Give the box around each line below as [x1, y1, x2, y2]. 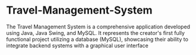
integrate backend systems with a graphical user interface [6, 42, 148, 49]
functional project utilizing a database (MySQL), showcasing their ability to [6, 35, 189, 43]
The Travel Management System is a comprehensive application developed [6, 23, 191, 30]
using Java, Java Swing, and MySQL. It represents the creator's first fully [6, 29, 185, 36]
